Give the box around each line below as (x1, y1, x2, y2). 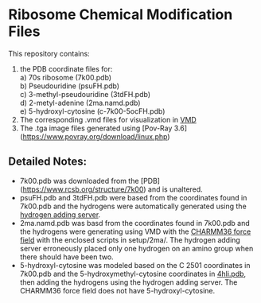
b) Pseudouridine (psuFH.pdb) (19, 81, 120, 91)
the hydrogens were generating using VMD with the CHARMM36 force (19, 227, 251, 236)
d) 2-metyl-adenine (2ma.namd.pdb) (19, 98, 141, 107)
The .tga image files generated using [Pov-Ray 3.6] (19, 123, 188, 133)
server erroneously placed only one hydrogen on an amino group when (19, 243, 254, 253)
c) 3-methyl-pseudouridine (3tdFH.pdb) (19, 89, 151, 99)
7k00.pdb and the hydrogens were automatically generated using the (19, 201, 247, 211)
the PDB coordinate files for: (19, 64, 113, 73)
